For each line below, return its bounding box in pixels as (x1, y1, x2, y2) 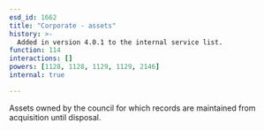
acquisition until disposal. (9, 112, 102, 122)
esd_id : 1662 (9, 12, 57, 22)
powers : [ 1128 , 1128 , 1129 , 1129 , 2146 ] (9, 63, 161, 72)
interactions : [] (9, 54, 73, 63)
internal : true (9, 71, 65, 80)
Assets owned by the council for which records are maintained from (9, 103, 256, 113)
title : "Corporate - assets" (9, 21, 117, 30)
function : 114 (9, 46, 62, 55)
